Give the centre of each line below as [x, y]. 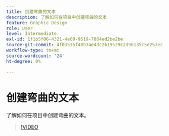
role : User [20, 28]
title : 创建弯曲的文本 [31, 12]
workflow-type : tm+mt [33, 50]
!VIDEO [29, 127]
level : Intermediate [32, 34]
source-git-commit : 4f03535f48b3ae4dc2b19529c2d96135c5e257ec [84, 45]
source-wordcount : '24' [36, 56]
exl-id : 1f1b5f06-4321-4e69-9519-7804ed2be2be [65, 39]
